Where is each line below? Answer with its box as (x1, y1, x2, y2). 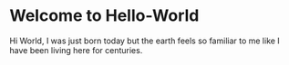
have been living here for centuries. (9, 44, 143, 55)
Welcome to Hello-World (9, 5, 200, 26)
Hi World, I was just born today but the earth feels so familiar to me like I (9, 35, 280, 46)
